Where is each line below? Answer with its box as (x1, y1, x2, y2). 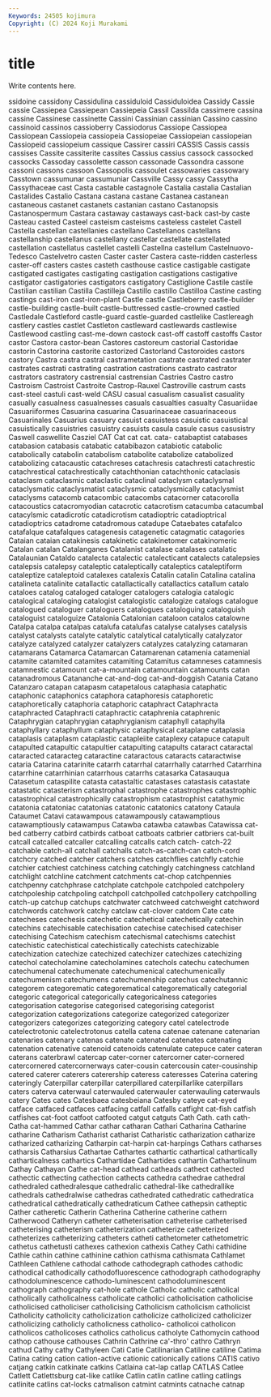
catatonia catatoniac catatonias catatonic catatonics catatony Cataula (8, 803, 241, 813)
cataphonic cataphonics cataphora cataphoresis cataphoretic (8, 690, 214, 701)
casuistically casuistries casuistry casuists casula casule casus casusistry (8, 424, 256, 434)
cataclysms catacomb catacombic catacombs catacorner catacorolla (8, 493, 239, 502)
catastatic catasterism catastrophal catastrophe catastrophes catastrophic (8, 785, 257, 795)
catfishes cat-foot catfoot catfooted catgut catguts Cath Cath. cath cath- (8, 1113, 251, 1122)
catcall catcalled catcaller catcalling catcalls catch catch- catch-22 (8, 837, 232, 847)
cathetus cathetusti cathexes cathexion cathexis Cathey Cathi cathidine (8, 1241, 247, 1252)
